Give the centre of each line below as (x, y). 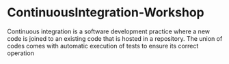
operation (21, 53)
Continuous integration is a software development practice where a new (109, 31)
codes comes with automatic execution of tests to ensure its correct (103, 46)
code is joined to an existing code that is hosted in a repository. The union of (115, 38)
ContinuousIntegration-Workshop (106, 13)
